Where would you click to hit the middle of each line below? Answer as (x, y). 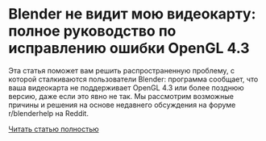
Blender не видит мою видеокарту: (132, 14)
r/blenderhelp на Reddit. (48, 113)
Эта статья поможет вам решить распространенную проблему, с (122, 70)
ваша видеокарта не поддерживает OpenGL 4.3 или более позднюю (126, 87)
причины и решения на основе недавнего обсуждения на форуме (122, 105)
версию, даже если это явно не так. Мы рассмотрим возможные (121, 96)
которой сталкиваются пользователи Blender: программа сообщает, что (133, 79)
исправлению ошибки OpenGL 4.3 (129, 48)
